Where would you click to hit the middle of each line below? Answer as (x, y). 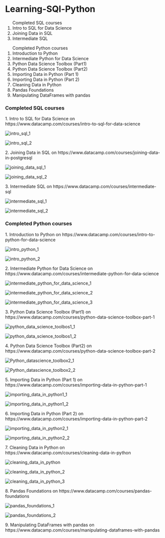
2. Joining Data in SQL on (31, 153)
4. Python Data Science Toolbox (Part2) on (49, 346)
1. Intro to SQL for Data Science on (40, 119)
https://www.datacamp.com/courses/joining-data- (109, 153)
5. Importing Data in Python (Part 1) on (44, 379)
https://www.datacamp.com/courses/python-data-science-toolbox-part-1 (80, 317)
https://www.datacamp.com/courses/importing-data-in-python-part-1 (76, 385)
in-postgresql (19, 158)
